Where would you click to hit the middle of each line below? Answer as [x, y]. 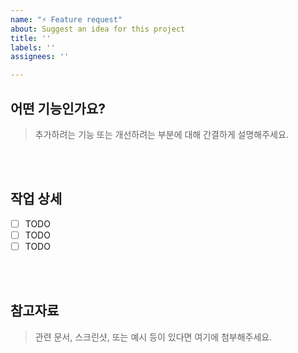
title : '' [31, 38]
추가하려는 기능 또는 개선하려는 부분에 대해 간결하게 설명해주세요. [161, 134]
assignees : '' [40, 57]
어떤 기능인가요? [58, 108]
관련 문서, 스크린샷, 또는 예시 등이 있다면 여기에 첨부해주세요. [153, 337]
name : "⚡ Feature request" [66, 19]
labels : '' [33, 47]
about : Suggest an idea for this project [98, 29]
